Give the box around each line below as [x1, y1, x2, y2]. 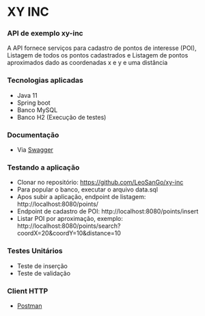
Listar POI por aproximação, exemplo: [16, 215, 123, 223]
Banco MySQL [16, 105, 58, 114]
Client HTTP [7, 286, 49, 295]
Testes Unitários [7, 246, 63, 256]
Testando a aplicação [7, 163, 80, 172]
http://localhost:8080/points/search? [16, 222, 121, 230]
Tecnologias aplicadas [7, 76, 83, 85]
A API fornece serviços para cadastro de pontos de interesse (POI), [7, 44, 197, 52]
